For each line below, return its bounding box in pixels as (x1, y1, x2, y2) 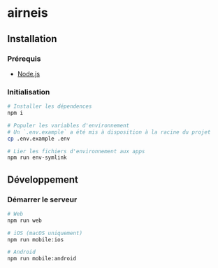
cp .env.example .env (7, 135, 71, 142)
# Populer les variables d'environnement (7, 122, 130, 129)
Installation (7, 33, 57, 45)
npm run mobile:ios (7, 236, 64, 243)
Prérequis (7, 54, 41, 64)
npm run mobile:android (7, 255, 77, 262)
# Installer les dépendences (7, 103, 92, 110)
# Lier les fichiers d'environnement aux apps (7, 148, 145, 155)
